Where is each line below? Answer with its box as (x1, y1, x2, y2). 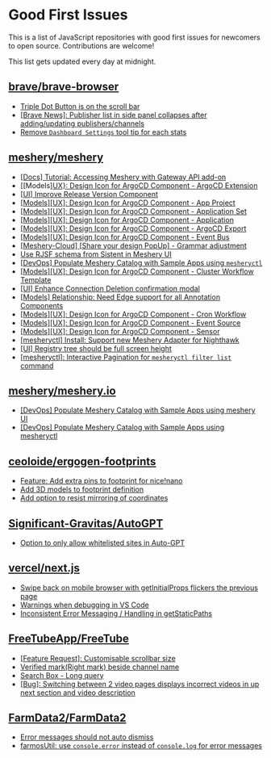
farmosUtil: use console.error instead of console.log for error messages (19, 741, 262, 751)
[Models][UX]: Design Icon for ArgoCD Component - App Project (19, 198, 236, 207)
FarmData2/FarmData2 (8, 711, 127, 725)
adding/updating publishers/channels (19, 119, 145, 128)
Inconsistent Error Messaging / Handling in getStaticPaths (19, 608, 212, 618)
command (19, 361, 54, 371)
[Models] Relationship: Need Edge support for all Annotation (19, 292, 220, 302)
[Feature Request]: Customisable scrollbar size (19, 653, 176, 663)
